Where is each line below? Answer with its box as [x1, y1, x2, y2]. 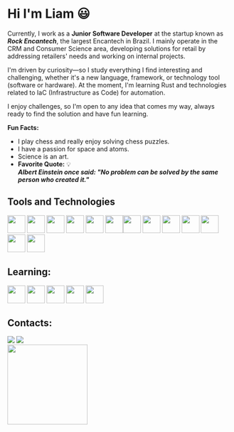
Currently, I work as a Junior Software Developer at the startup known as [7, 29, 224, 38]
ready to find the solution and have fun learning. [7, 109, 149, 118]
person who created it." [17, 175, 90, 183]
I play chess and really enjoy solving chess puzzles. [17, 137, 170, 146]
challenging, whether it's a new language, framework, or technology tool [7, 73, 220, 82]
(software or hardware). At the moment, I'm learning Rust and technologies [7, 80, 227, 89]
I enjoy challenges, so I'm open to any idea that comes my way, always [7, 102, 215, 110]
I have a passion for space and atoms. [17, 144, 129, 153]
